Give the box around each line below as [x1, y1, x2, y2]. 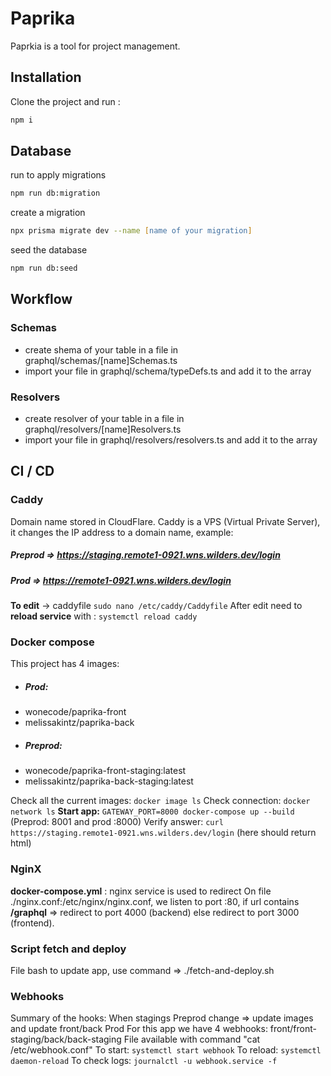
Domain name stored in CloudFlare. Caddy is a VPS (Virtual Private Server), [10, 515, 321, 527]
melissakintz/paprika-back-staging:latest [24, 775, 194, 787]
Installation [10, 69, 82, 86]
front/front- [269, 1023, 317, 1035]
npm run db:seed [10, 263, 78, 274]
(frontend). [10, 917, 55, 929]
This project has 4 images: [10, 658, 120, 670]
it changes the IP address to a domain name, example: [10, 526, 234, 538]
